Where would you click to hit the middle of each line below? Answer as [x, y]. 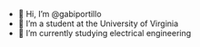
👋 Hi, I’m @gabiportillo [60, 14]
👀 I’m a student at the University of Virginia [98, 23]
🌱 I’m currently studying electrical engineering [105, 33]
